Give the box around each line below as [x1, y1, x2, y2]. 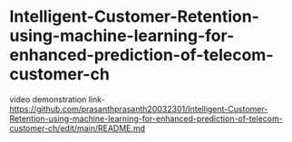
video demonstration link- [9, 93, 106, 105]
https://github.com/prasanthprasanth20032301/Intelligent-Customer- [9, 103, 268, 114]
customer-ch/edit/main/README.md [9, 122, 146, 133]
